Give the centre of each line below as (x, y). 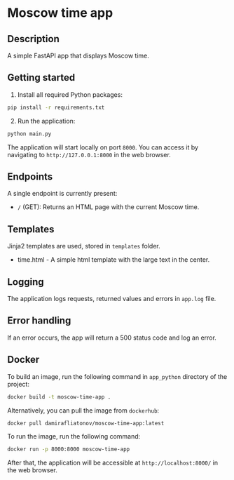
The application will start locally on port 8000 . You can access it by (103, 147)
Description (33, 39)
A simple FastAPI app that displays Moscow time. (78, 55)
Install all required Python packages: (70, 94)
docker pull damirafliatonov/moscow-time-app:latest (86, 423)
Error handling (39, 321)
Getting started (41, 78)
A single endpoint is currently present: (62, 194)
